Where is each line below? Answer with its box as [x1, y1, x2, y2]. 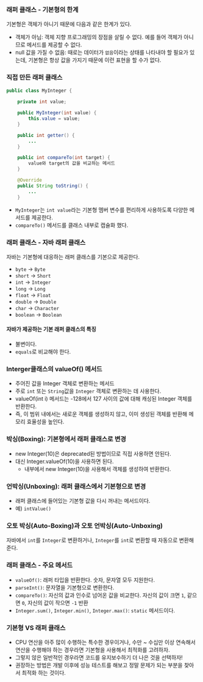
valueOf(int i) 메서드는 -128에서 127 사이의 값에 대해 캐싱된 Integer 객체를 [15, 395, 193, 402]
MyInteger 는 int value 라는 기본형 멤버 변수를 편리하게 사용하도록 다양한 [15, 206, 188, 213]
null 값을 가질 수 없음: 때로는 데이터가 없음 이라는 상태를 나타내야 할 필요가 [15, 49, 189, 56]
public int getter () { [17, 132, 75, 138]
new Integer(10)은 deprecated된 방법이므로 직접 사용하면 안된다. [15, 450, 172, 457]
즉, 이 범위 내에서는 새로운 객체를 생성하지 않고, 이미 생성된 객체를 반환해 [15, 410, 188, 418]
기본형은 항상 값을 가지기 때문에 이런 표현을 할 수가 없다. [28, 56, 162, 64]
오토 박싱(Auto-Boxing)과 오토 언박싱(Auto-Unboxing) [6, 521, 163, 530]
